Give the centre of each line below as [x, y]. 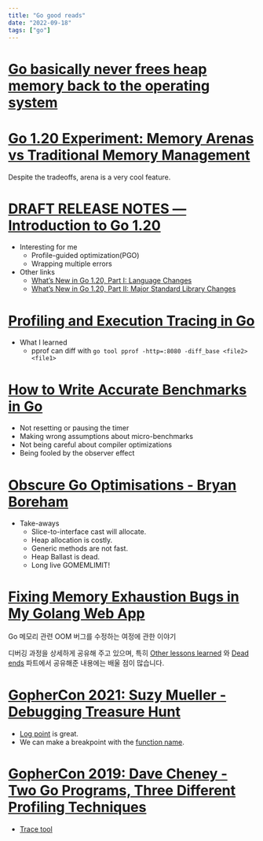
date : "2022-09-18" [40, 23]
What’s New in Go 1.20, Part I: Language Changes [111, 281]
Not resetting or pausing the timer [74, 428]
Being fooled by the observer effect [77, 453]
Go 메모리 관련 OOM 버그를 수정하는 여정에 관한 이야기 [92, 636]
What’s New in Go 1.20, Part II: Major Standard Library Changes [133, 289]
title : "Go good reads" [47, 15]
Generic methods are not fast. [79, 548]
